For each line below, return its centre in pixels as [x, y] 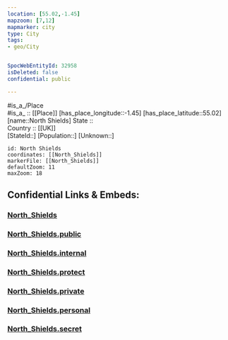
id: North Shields [34, 148]
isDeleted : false [33, 72]
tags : [15, 40]
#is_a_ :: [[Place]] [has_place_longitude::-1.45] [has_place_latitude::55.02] [115, 113]
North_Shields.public [44, 234]
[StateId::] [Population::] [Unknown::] [61, 135]
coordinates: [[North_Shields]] [55, 154]
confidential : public [39, 79]
